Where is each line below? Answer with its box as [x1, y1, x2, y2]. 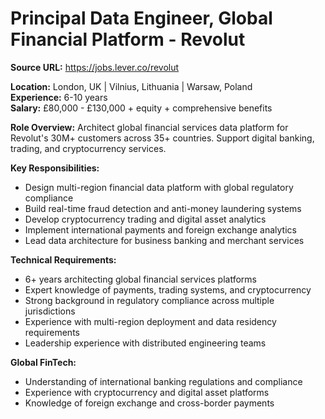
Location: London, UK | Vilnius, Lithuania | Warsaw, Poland [10, 80, 253, 92]
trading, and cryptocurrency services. [10, 142, 167, 154]
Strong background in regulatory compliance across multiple [24, 294, 275, 306]
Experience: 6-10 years [10, 91, 108, 103]
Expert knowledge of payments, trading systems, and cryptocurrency [24, 283, 312, 296]
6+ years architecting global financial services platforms [24, 273, 257, 285]
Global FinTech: [10, 356, 77, 368]
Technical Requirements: [10, 253, 117, 266]
